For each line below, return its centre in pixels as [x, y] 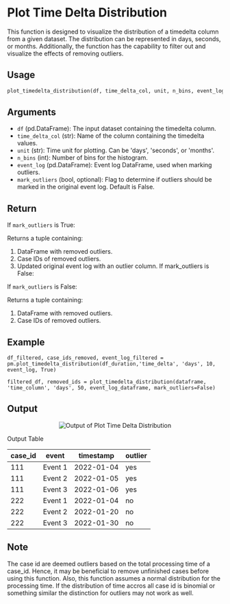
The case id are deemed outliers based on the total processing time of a [109, 564]
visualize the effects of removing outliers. [65, 53]
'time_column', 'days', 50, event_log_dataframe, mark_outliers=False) [111, 388]
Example [26, 342]
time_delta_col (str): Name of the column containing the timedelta [111, 136]
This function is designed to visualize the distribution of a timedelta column [113, 32]
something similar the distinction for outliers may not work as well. [100, 593]
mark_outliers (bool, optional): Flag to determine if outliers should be [114, 180]
